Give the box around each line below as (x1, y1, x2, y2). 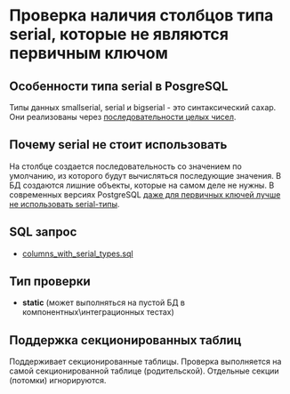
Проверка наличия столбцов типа (9, 5, 274, 26)
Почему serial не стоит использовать (9, 137, 228, 152)
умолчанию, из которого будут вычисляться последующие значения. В (9, 170, 282, 181)
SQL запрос (9, 224, 77, 240)
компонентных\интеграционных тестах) (21, 307, 175, 318)
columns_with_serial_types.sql (21, 248, 133, 259)
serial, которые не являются (9, 24, 230, 44)
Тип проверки (9, 274, 91, 289)
